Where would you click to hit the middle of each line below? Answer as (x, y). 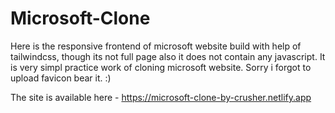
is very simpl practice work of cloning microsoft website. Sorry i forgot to (161, 67)
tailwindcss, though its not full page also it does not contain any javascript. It (168, 56)
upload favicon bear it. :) (61, 78)
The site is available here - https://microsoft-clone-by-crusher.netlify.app (161, 97)
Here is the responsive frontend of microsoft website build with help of (156, 46)
